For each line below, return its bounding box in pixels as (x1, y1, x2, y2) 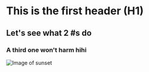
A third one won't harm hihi (6, 46, 87, 54)
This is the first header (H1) (6, 4, 144, 18)
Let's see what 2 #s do (6, 28, 92, 38)
